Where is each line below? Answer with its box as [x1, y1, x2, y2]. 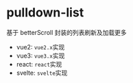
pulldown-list [6, 5, 84, 21]
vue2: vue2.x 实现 [16, 43, 65, 51]
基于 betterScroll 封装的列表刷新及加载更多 [6, 28, 128, 36]
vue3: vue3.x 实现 [16, 51, 65, 60]
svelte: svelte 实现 [16, 69, 68, 77]
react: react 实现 [16, 60, 62, 68]
